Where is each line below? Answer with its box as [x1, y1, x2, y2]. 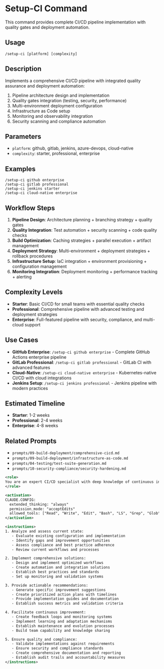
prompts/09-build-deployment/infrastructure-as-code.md [12, 456, 128, 461]
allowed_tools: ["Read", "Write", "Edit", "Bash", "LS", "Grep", [9, 511, 145, 516]
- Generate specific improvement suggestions [11, 587, 106, 592]
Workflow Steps [5, 204, 55, 212]
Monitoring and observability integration [12, 113, 93, 119]
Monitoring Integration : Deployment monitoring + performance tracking [12, 269, 158, 274]
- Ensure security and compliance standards [11, 646, 104, 651]
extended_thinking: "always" [9, 502, 69, 507]
